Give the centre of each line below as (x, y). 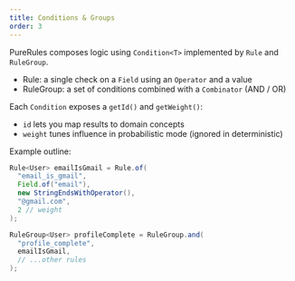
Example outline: (40, 151)
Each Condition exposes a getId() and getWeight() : (106, 106)
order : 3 (26, 26)
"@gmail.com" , (44, 201)
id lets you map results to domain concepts (104, 124)
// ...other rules (52, 260)
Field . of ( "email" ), (54, 185)
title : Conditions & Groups (62, 18)
